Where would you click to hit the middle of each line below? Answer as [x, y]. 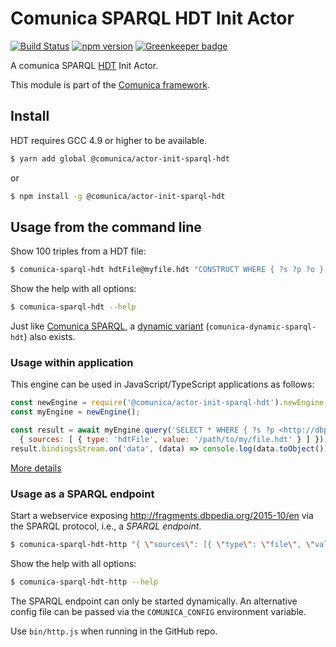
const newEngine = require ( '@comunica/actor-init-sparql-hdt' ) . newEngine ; [169, 403]
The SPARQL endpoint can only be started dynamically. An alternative [154, 601]
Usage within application [72, 362]
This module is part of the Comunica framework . [110, 84]
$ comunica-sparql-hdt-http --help [84, 582]
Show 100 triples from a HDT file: [78, 251]
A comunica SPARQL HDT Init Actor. [84, 65]
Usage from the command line [106, 227]
